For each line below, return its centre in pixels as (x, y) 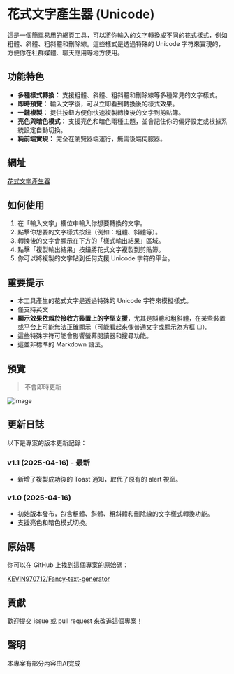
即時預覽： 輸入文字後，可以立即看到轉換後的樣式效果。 (98, 104)
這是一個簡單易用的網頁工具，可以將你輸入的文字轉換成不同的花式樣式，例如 (117, 35)
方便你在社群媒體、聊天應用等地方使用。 (65, 52)
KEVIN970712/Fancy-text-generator (59, 579)
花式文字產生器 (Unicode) (81, 14)
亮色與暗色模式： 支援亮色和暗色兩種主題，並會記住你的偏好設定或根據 (119, 121)
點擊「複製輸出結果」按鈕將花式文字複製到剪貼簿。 (91, 250)
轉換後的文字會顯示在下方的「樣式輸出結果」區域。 (91, 241)
